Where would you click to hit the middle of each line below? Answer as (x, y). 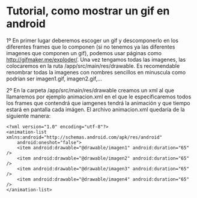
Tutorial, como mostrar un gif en (88, 11)
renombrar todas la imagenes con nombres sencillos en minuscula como (96, 72)
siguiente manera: (29, 116)
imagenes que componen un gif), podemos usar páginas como (84, 53)
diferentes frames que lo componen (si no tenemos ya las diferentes (91, 47)
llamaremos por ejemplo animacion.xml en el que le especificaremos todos (99, 97)
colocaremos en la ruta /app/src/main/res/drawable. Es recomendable (93, 66)
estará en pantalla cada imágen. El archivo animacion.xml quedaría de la (95, 109)
